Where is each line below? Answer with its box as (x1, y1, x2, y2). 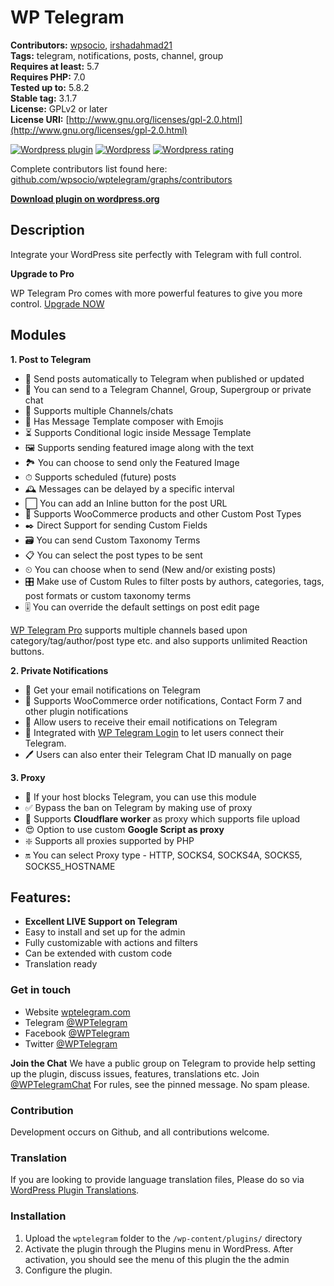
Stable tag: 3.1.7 (10, 92, 78, 104)
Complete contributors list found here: (10, 162, 168, 175)
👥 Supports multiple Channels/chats (24, 404, 174, 416)
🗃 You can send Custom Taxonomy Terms (24, 534, 201, 546)
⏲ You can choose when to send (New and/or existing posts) (24, 563, 277, 575)
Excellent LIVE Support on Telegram (24, 916, 178, 928)
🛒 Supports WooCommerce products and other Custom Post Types (24, 507, 302, 520)
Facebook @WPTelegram (24, 1027, 130, 1039)
